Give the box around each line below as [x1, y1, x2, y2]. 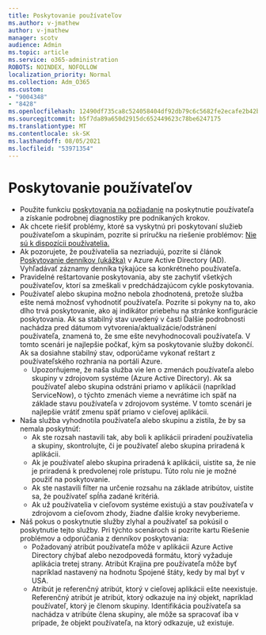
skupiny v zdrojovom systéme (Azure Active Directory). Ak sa [31, 374, 232, 383]
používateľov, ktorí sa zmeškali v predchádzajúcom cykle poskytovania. [19, 281, 255, 291]
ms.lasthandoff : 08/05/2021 [8, 137, 101, 145]
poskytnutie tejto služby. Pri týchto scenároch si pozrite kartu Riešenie [19, 525, 250, 535]
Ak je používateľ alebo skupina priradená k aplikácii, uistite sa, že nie [31, 458, 256, 468]
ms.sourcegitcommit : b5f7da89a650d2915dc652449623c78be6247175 [8, 115, 222, 123]
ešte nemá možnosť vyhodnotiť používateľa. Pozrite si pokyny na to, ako [19, 298, 256, 307]
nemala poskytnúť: [19, 424, 82, 433]
